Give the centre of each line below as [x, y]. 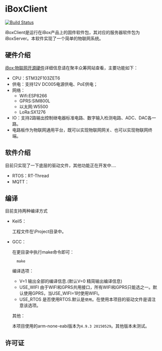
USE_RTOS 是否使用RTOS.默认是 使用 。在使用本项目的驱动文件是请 [85, 300]
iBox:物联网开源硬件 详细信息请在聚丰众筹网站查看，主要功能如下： [72, 68]
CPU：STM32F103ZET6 [36, 78]
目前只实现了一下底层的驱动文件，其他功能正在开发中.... [61, 165]
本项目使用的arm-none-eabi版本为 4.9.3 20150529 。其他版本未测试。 [81, 326]
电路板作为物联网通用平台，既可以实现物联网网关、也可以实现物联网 [80, 130]
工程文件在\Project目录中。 [39, 232]
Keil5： [19, 221]
